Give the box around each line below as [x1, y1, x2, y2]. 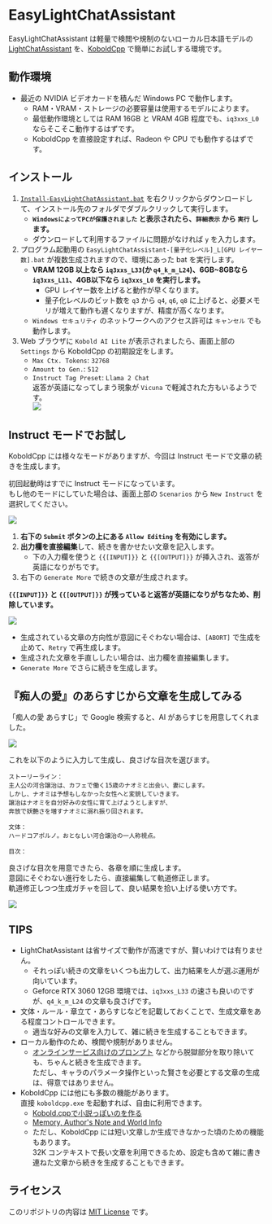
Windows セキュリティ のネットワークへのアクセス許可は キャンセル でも [32, 315, 262, 325]
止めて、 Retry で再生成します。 [19, 643, 126, 652]
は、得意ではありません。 [32, 1077, 119, 1087]
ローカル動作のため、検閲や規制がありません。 [19, 1037, 177, 1046]
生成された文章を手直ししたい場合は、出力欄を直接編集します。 [19, 653, 234, 663]
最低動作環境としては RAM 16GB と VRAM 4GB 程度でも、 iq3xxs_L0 [32, 113, 260, 123]
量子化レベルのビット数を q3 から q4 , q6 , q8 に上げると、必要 [44, 295, 246, 305]
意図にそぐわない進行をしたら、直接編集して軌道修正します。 [8, 873, 214, 883]
